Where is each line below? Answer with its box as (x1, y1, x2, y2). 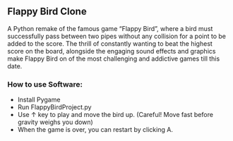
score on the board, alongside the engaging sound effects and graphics (7, 47, 216, 55)
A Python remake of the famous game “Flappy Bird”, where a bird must (7, 24, 213, 32)
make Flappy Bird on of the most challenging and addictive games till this (7, 54, 220, 63)
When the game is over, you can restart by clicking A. (17, 125, 173, 134)
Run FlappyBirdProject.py (17, 103, 92, 111)
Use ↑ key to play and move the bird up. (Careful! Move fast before (17, 111, 214, 119)
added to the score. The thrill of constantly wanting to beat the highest (7, 39, 213, 48)
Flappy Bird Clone (7, 6, 87, 18)
